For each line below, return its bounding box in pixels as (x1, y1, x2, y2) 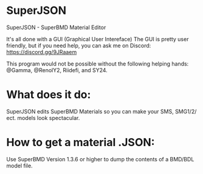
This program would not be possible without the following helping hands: (6, 60, 189, 67)
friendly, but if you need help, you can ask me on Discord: (6, 42, 151, 49)
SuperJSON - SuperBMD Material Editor (6, 24, 106, 31)
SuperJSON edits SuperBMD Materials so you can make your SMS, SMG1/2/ (6, 107, 197, 115)
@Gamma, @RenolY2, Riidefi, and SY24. (6, 66, 108, 73)
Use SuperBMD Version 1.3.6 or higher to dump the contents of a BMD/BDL (6, 155, 194, 162)
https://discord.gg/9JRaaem (6, 48, 77, 55)
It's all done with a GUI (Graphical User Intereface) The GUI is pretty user (6, 35, 189, 42)
